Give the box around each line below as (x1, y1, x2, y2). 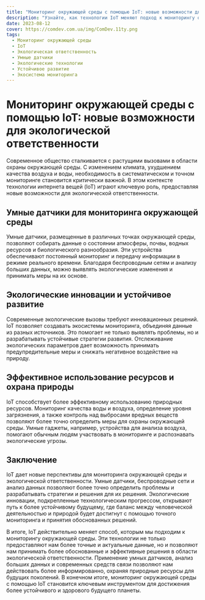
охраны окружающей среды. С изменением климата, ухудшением (6, 163, 181, 171)
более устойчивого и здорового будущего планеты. (6, 587, 142, 594)
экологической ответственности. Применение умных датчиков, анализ (6, 554, 193, 561)
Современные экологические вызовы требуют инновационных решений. (6, 316, 199, 323)
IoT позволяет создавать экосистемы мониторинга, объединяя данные (6, 322, 192, 329)
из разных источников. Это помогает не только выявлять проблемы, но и (6, 328, 199, 336)
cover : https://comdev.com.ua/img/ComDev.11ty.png (6, 26, 138, 32)
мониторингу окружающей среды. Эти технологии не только (6, 535, 166, 542)
